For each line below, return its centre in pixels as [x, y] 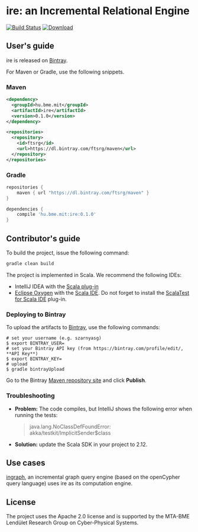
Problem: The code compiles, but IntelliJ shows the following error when [103, 409]
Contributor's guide [43, 238]
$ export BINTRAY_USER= [35, 343]
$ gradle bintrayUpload [35, 369]
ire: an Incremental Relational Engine [98, 11]
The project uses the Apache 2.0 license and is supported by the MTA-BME [98, 517]
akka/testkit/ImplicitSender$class [70, 433]
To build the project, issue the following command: [68, 253]
